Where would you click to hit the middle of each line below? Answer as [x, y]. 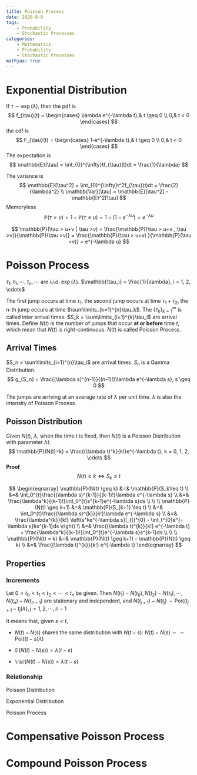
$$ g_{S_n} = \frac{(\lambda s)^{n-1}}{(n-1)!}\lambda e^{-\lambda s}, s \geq [99, 379]
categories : [21, 39]
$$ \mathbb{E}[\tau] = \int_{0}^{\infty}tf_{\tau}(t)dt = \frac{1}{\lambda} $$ [99, 165]
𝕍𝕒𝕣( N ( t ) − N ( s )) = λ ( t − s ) [46, 662]
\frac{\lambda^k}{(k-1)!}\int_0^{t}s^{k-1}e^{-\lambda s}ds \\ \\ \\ [84, 501]
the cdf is [18, 131]
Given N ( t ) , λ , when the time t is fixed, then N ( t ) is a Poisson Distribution [94, 436]
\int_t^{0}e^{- [167, 520]
